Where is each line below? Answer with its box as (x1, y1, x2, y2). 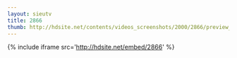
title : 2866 (7, 17, 42, 24)
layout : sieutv (7, 10, 52, 18)
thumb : (7, 23, 27, 30)
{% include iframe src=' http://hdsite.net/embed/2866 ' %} (7, 43, 175, 52)
